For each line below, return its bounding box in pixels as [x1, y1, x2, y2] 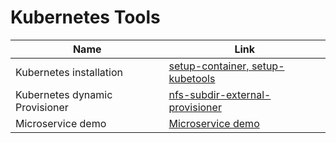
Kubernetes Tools [10, 6, 161, 29]
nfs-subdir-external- [168, 87, 272, 101]
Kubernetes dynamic [15, 87, 113, 101]
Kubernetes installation [15, 65, 123, 79]
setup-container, [168, 59, 250, 73]
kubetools [168, 71, 216, 85]
